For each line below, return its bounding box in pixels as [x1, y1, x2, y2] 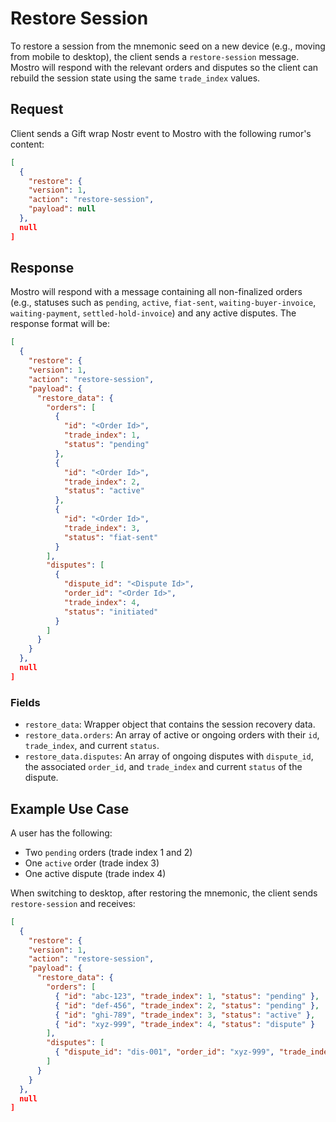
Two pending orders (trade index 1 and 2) [24, 846, 193, 858]
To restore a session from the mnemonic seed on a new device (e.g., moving [10, 40, 326, 52]
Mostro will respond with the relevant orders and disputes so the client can [10, 61, 319, 73]
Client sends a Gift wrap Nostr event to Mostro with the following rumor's [10, 127, 312, 139]
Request [10, 101, 64, 118]
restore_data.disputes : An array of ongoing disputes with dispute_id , [24, 750, 314, 762]
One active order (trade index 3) [24, 857, 160, 869]
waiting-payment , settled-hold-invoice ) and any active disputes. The [10, 307, 297, 319]
